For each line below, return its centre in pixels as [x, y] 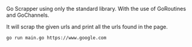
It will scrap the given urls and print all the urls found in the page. [87, 27]
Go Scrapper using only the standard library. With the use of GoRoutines [96, 9]
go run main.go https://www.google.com [56, 38]
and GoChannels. [28, 15]
